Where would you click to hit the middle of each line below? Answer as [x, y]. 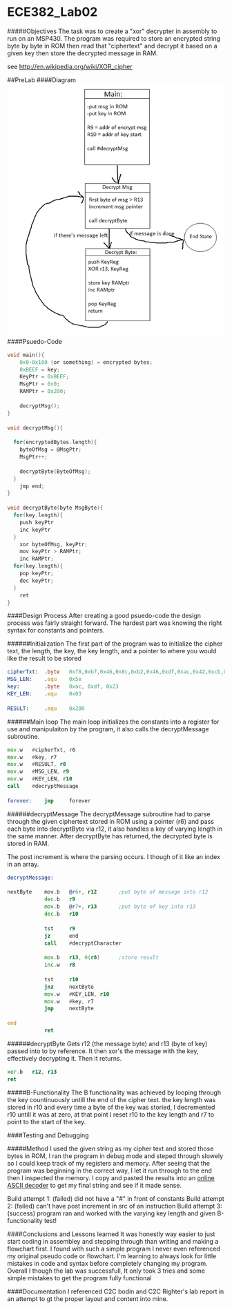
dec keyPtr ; [37, 581]
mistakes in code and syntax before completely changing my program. [108, 1263]
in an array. [23, 864]
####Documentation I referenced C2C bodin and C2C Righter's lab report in [116, 1291]
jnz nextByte [69, 987]
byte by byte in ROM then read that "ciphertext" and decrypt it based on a [112, 46]
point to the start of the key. [47, 1121]
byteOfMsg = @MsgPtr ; [50, 450]
